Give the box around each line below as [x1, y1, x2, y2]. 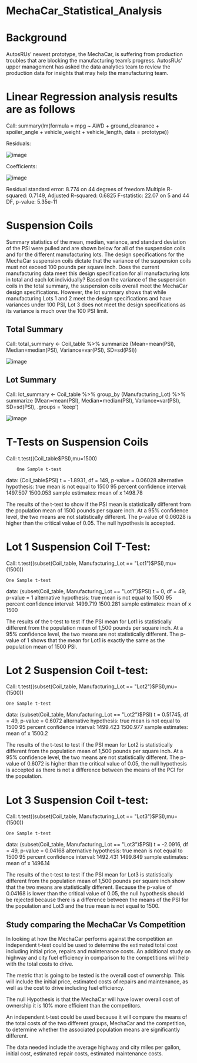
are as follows [6, 103, 76, 116]
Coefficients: [6, 163, 37, 170]
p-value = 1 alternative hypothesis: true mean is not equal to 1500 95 [6, 594, 172, 601]
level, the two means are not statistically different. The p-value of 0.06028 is [6, 513, 192, 520]
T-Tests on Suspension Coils [6, 435, 149, 449]
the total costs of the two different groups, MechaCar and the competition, [6, 1020, 186, 1027]
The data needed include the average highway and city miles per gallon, [6, 1044, 181, 1051]
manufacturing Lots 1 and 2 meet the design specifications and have [6, 295, 172, 302]
